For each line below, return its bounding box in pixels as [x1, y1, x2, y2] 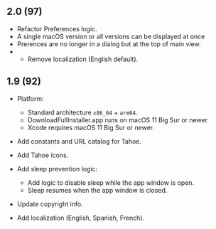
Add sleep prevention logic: [16, 164, 98, 173]
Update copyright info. [16, 199, 83, 208]
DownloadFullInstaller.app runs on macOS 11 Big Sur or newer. [27, 115, 209, 124]
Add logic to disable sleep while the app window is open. [27, 178, 195, 187]
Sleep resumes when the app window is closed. [27, 186, 168, 194]
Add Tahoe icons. [16, 151, 69, 159]
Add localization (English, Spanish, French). [16, 213, 145, 222]
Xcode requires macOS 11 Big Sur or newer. [27, 123, 154, 132]
